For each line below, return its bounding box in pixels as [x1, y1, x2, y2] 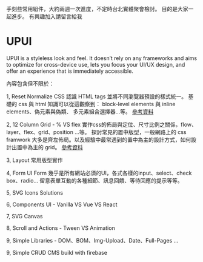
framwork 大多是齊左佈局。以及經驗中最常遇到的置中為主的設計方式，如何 [6, 136, 191, 143]
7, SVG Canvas [6, 212, 43, 220]
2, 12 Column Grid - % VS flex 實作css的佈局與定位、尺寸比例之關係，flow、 [6, 121, 197, 128]
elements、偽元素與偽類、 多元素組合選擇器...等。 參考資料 [6, 108, 154, 115]
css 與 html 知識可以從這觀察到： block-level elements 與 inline [18, 100, 176, 107]
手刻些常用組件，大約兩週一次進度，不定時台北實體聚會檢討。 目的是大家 [6, 5, 188, 12]
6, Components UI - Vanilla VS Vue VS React [6, 201, 118, 208]
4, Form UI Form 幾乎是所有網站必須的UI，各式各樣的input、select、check [6, 169, 192, 176]
